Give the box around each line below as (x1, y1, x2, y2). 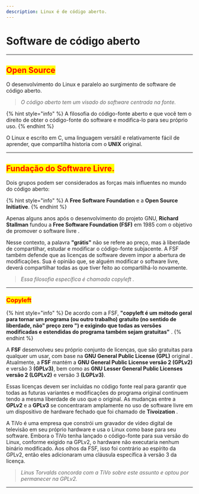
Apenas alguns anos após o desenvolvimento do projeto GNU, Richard (6, 215, 179, 222)
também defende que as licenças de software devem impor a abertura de (6, 252, 186, 259)
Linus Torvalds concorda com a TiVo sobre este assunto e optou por (20, 469, 189, 476)
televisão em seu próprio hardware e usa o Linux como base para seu (6, 426, 176, 433)
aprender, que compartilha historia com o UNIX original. (6, 141, 143, 148)
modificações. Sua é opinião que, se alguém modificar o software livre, (6, 258, 179, 265)
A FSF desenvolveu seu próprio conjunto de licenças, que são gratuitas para (6, 346, 193, 353)
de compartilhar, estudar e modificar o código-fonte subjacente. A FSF (6, 245, 179, 252)
